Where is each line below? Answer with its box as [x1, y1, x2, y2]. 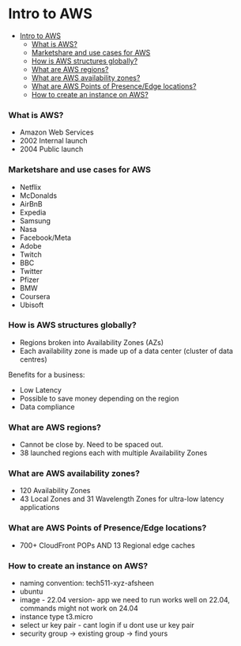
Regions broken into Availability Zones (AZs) [19, 337, 164, 347]
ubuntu [19, 587, 43, 596]
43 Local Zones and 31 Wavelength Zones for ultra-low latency [19, 494, 224, 503]
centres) [19, 354, 47, 364]
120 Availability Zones [19, 486, 91, 496]
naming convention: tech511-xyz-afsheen [19, 579, 154, 588]
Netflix [19, 182, 42, 192]
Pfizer [19, 275, 40, 284]
